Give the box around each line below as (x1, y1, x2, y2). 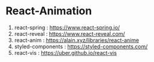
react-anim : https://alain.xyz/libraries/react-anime (14, 36, 139, 44)
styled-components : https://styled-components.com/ (14, 43, 148, 50)
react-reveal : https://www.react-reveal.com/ (14, 30, 125, 37)
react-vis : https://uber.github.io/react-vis (14, 49, 117, 56)
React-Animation (5, 4, 92, 18)
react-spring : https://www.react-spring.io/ (14, 24, 120, 31)
